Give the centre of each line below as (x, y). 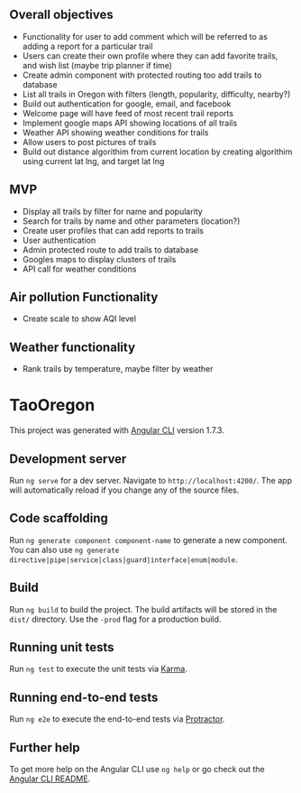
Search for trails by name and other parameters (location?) (131, 221)
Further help (45, 747)
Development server (68, 459)
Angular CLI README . (50, 779)
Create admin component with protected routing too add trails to (142, 75)
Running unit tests (62, 647)
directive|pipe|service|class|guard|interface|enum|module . (123, 559)
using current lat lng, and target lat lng (93, 161)
